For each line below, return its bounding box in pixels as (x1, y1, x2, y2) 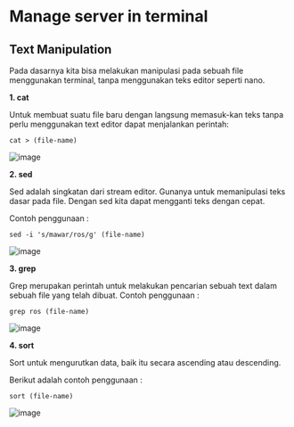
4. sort (9, 341, 35, 350)
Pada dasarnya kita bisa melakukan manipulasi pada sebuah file (9, 65, 244, 76)
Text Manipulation (9, 42, 112, 57)
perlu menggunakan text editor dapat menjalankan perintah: (9, 119, 230, 129)
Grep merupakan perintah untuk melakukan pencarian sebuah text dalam (9, 281, 278, 291)
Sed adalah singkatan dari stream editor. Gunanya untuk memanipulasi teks (9, 186, 286, 197)
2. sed (9, 169, 33, 179)
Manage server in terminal (9, 6, 208, 27)
